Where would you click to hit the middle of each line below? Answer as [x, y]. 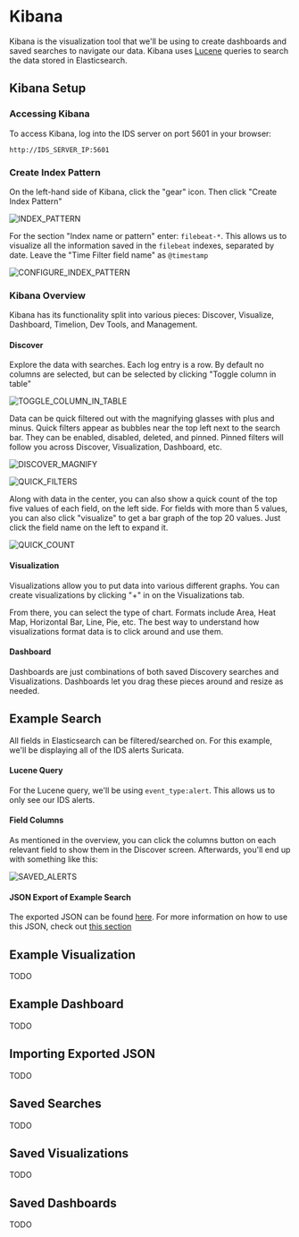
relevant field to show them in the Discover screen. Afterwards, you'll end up [150, 850]
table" [20, 384]
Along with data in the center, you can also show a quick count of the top [144, 499]
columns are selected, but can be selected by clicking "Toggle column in [143, 374]
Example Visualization [72, 955]
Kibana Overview [48, 295]
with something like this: [54, 859]
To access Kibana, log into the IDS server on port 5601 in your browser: [141, 133]
